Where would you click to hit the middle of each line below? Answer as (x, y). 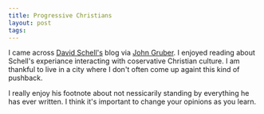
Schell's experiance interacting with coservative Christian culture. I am (124, 61)
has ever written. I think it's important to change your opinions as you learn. (132, 102)
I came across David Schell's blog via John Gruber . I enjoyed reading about (132, 53)
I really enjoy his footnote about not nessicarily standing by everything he (129, 93)
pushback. (26, 78)
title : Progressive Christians (60, 15)
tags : (17, 30)
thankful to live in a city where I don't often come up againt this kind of (124, 70)
